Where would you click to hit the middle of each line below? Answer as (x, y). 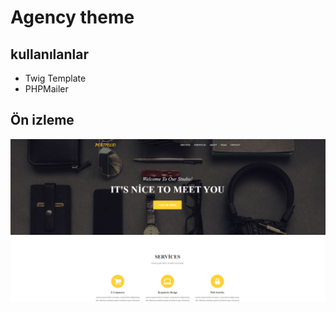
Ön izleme (42, 120)
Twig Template (55, 78)
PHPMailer (46, 89)
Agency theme (72, 17)
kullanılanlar (49, 54)
